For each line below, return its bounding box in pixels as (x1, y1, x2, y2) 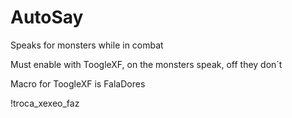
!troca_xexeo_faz (10, 97, 80, 109)
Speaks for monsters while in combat (10, 39, 164, 51)
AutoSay (10, 6, 84, 29)
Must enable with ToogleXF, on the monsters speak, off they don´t (10, 58, 283, 70)
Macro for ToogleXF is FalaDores (10, 77, 146, 90)
